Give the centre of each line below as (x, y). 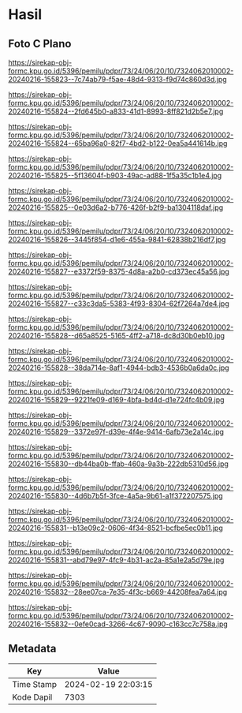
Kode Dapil (32, 697)
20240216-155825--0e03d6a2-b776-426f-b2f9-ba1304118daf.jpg (116, 207)
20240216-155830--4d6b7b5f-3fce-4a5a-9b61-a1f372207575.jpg (115, 496)
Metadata (32, 649)
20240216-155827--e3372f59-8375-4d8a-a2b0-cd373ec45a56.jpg (119, 271)
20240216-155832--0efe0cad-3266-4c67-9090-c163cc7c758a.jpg (118, 624)
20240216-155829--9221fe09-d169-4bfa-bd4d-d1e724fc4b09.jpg (116, 399)
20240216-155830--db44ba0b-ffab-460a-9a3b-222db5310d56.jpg (118, 464)
